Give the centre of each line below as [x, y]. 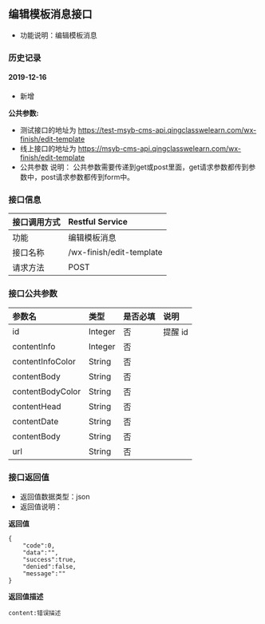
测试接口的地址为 [48, 129]
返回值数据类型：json [55, 496]
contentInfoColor [44, 361]
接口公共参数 [33, 294]
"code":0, [39, 546]
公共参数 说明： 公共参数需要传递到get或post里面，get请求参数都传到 [134, 167]
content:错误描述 [35, 613]
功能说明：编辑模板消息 [58, 35]
